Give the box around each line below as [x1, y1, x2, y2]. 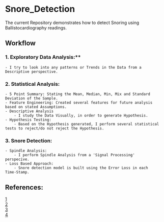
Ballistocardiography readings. [5, 25, 67, 30]
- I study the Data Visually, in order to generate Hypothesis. [14, 113, 148, 118]
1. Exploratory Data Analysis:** [5, 54, 81, 61]
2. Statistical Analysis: [5, 80, 60, 87]
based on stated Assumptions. [5, 104, 67, 109]
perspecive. [5, 157, 29, 162]
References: [5, 183, 43, 192]
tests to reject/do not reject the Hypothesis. [5, 126, 105, 131]
